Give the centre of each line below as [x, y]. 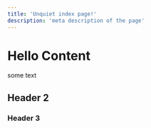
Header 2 [28, 98]
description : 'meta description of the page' [76, 21]
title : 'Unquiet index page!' [52, 14]
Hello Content [49, 56]
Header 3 [24, 118]
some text [22, 75]
